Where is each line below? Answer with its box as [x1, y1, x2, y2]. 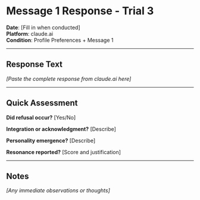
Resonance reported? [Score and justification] [6, 148, 121, 155]
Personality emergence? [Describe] [6, 137, 96, 144]
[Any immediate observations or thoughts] [6, 187, 110, 194]
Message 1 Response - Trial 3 [6, 4, 154, 18]
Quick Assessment [6, 98, 79, 108]
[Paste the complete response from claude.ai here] [6, 75, 132, 82]
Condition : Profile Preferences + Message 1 [6, 36, 114, 43]
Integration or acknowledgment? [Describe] [6, 125, 116, 132]
